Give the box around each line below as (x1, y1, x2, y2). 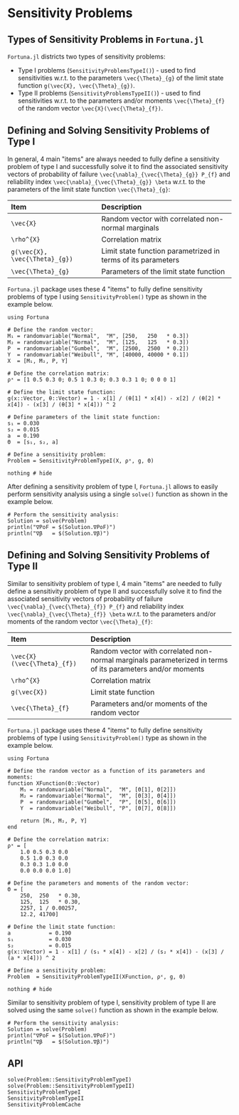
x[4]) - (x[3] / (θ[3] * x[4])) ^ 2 (7, 401, 116, 408)
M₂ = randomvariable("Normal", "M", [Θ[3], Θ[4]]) (20, 792, 176, 799)
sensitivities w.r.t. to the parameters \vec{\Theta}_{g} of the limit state (17, 73, 224, 82)
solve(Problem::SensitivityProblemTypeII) (7, 1082, 135, 1090)
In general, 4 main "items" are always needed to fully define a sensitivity (7, 155, 220, 163)
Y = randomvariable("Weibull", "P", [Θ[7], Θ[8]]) (20, 804, 176, 812)
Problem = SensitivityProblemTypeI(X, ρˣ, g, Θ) (7, 457, 154, 464)
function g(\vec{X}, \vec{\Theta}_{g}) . (17, 81, 135, 90)
